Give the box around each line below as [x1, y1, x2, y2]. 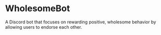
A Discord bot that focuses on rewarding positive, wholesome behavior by [5, 19, 157, 25]
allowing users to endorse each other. [5, 24, 83, 30]
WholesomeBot [5, 3, 70, 14]
